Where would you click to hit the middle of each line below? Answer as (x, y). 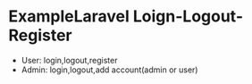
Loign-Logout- (188, 17)
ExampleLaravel (69, 17)
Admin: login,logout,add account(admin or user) (109, 70)
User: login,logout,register (69, 60)
